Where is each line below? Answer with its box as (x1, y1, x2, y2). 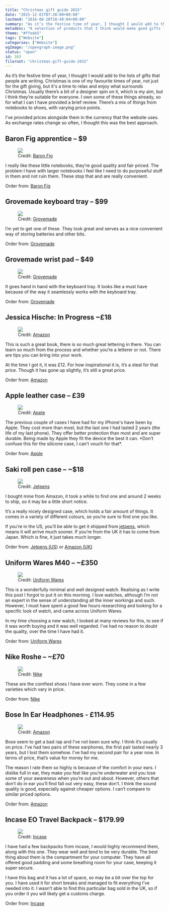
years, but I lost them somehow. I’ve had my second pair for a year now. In (5, 749, 159, 755)
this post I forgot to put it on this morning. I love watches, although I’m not (5, 592, 158, 598)
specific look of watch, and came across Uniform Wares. (5, 608, 123, 614)
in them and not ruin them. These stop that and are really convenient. (5, 173, 148, 179)
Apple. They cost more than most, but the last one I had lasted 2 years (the (5, 425, 160, 431)
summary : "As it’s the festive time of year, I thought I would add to (5, 21, 158, 27)
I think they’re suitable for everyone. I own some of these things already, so (5, 94, 161, 100)
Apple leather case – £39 (5, 391, 85, 400)
